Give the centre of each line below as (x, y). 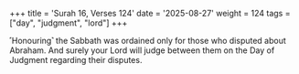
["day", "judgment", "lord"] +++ (69, 23)
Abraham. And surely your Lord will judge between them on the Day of (142, 50)
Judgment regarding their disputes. (76, 60)
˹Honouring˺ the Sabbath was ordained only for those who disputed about (148, 41)
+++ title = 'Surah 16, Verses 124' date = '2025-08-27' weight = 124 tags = (150, 13)
